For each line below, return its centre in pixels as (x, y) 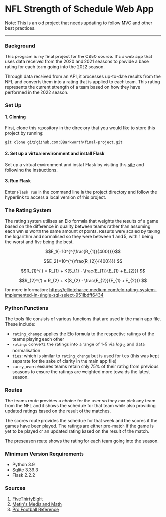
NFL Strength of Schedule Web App (80, 9)
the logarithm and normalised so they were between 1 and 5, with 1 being (79, 237)
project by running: (24, 133)
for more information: (27, 290)
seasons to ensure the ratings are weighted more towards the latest (81, 372)
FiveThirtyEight (28, 499)
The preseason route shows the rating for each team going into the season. (82, 441)
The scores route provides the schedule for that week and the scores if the (81, 421)
